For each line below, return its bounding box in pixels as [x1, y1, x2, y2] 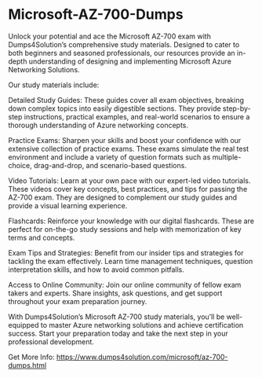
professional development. [8, 336, 94, 347]
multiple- [212, 152, 242, 162]
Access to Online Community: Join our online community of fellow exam [8, 280, 242, 289]
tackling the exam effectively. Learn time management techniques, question [8, 256, 253, 266]
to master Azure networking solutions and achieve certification [40, 320, 244, 329]
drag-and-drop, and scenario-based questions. [34, 160, 187, 170]
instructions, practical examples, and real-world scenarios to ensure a [24, 112, 250, 121]
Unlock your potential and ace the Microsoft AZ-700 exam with [8, 31, 212, 41]
